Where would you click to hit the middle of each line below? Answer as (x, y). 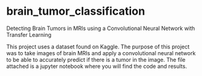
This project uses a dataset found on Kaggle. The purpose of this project (98, 47)
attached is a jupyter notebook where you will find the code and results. (97, 66)
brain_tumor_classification (76, 11)
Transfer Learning (29, 34)
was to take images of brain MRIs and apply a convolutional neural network (101, 53)
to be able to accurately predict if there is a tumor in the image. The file (96, 59)
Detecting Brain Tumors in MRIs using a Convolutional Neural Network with (101, 28)
